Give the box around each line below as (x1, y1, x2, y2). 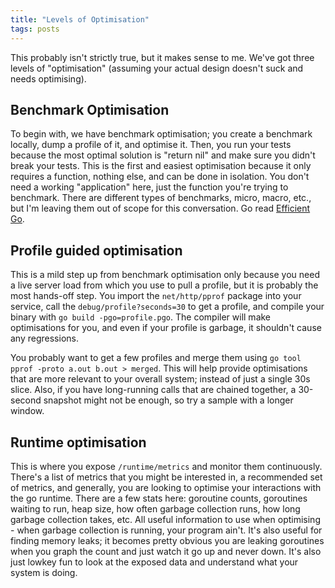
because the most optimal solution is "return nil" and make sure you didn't (10, 149, 316, 161)
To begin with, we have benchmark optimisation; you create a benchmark (10, 128, 313, 140)
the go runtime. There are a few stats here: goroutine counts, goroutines (10, 492, 308, 504)
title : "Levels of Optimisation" (10, 14, 150, 25)
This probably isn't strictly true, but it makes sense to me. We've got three (10, 51, 315, 63)
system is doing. (10, 566, 78, 578)
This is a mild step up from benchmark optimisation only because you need (10, 269, 320, 281)
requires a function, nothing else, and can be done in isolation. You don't (10, 171, 310, 183)
